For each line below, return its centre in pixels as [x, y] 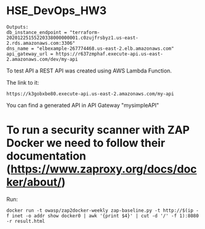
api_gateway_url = [30, 54]
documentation [46, 156]
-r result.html [26, 221]
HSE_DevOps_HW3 [56, 11]
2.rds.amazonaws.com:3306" [41, 43]
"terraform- [85, 32]
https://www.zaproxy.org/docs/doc [104, 169]
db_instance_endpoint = [37, 32]
